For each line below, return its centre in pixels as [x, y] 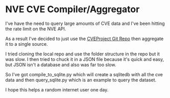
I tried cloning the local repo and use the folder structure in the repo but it [82, 54]
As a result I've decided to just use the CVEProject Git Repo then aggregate [84, 39]
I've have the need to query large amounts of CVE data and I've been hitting [85, 23]
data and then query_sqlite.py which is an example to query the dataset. [81, 80]
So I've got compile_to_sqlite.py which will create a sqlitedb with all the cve [84, 74]
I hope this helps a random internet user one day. [57, 89]
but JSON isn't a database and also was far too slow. [61, 64]
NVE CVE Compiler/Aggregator [72, 9]
